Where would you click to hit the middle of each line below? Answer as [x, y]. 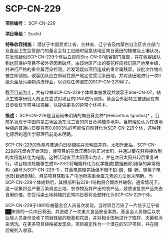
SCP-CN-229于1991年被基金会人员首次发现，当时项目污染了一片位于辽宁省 [82, 205]
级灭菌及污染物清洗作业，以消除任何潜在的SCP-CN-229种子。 [69, 82]
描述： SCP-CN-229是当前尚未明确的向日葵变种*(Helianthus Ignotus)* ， [80, 115]
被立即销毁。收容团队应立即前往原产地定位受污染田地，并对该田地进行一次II [83, 75]
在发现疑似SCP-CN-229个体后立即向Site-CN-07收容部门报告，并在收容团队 [83, 57]
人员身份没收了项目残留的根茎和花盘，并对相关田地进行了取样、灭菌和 [86, 218]
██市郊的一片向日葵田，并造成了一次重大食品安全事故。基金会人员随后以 [80, 211]
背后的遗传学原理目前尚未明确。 [42, 134]
